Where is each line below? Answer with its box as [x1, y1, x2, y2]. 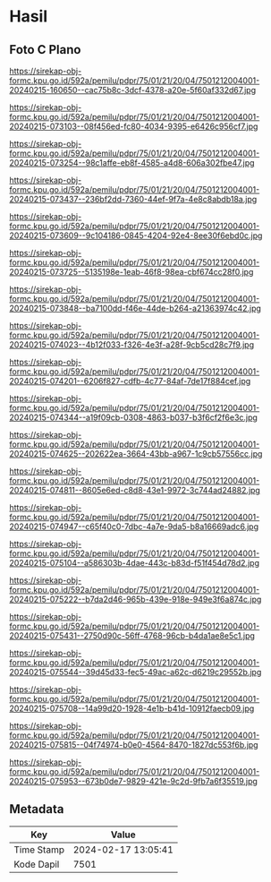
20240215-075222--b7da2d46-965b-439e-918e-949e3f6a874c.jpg [9, 594, 262, 604]
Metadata [9, 801, 64, 817]
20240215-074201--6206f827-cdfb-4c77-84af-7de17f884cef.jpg [9, 376, 251, 386]
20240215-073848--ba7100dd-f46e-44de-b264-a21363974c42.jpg [9, 303, 262, 313]
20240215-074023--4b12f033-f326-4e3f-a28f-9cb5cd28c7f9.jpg [9, 339, 255, 350]
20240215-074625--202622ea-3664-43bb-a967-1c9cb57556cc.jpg [9, 449, 263, 458]
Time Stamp [13, 843, 65, 856]
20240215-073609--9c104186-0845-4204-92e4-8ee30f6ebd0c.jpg [9, 230, 263, 241]
